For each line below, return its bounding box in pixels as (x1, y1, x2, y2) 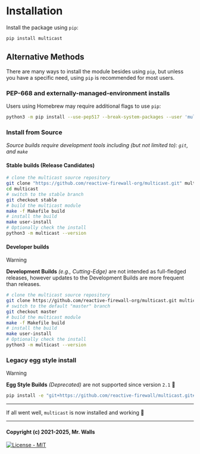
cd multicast (6, 186, 39, 192)
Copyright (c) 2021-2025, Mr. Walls (6, 428, 95, 436)
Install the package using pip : (6, 24, 79, 31)
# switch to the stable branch (6, 191, 84, 197)
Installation (6, 4, 63, 18)
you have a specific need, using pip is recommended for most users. (6, 74, 175, 81)
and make (6, 148, 29, 156)
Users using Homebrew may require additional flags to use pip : (6, 102, 161, 110)
